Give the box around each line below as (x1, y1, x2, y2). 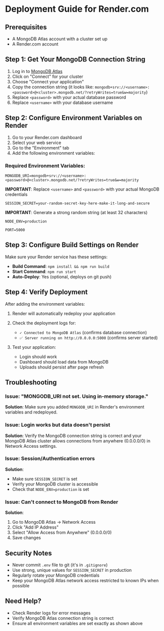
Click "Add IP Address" (12, 524, 59, 530)
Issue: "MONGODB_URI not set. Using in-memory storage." (5, 393, 148, 400)
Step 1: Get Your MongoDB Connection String (5, 55, 146, 64)
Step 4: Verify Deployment (5, 288, 88, 296)
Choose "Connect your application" (12, 78, 84, 84)
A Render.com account (12, 41, 59, 47)
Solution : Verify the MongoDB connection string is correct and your (5, 433, 142, 438)
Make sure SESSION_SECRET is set (12, 476, 77, 482)
